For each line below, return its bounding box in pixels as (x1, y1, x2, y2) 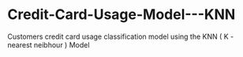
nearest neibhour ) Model (7, 40, 90, 49)
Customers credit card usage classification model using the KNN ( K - (7, 32, 234, 41)
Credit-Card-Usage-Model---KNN (7, 6, 236, 24)
